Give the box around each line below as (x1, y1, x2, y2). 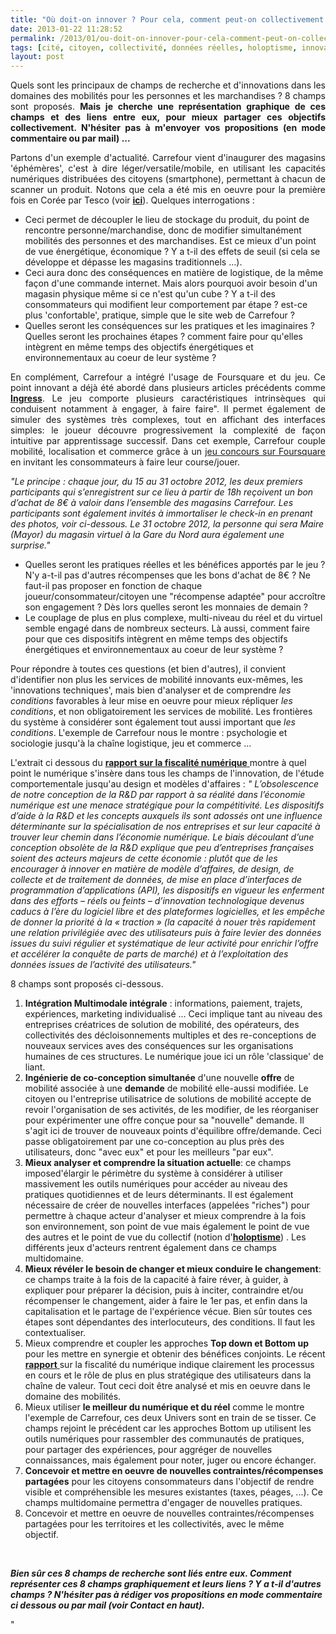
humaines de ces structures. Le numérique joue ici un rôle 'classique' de (24, 1051, 324, 1063)
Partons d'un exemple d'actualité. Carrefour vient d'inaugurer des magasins (10, 152, 326, 164)
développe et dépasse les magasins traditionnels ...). (24, 256, 243, 268)
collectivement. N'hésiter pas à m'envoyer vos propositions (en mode (10, 122, 326, 134)
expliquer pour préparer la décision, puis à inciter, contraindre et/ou (24, 1284, 304, 1296)
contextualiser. (24, 1327, 87, 1339)
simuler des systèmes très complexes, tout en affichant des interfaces (10, 414, 326, 426)
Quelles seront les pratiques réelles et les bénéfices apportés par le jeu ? (24, 559, 326, 571)
